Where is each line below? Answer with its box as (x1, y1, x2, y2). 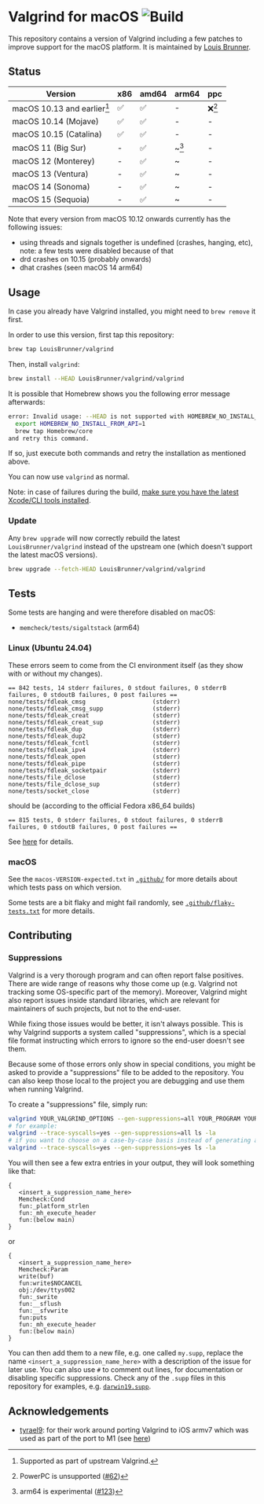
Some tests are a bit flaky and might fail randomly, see (8, 898, 184, 908)
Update (8, 515, 37, 526)
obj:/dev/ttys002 (18, 1286, 76, 1294)
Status (8, 65, 42, 79)
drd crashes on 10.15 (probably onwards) (19, 255, 152, 264)
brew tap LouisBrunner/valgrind (8, 346, 114, 354)
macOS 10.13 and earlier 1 (12, 101, 110, 114)
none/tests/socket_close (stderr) (8, 787, 181, 795)
